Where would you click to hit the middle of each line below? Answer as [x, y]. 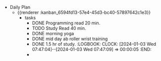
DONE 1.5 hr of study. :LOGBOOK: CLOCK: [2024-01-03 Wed [94, 44]
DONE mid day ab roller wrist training [70, 39]
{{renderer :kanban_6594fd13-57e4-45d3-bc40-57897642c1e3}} [84, 12]
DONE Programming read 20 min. [66, 23]
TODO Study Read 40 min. [59, 28]
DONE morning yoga [53, 33]
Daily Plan [20, 7]
